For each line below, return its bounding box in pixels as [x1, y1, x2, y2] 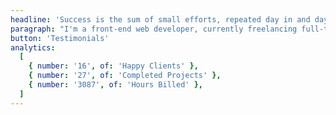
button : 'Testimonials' [10, 33, 110, 43]
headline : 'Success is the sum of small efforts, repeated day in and [10, 14, 311, 25]
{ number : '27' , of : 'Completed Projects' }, [28, 71, 222, 81]
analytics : [10, 42, 56, 53]
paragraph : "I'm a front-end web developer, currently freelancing [10, 24, 298, 34]
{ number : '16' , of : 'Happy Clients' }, [28, 61, 199, 71]
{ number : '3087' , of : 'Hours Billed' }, [28, 80, 203, 90]
